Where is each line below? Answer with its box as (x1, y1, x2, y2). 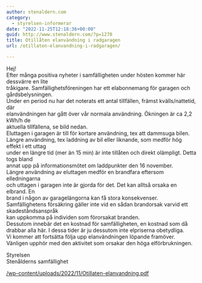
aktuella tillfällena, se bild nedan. (6, 123, 88, 130)
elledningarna (6, 175, 41, 182)
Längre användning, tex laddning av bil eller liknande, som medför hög (6, 136, 182, 143)
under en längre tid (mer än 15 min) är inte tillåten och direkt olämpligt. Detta (6, 148, 197, 156)
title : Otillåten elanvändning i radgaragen (6, 37, 121, 43)
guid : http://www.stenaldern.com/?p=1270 (6, 32, 113, 38)
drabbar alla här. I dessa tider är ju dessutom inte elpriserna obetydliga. (6, 226, 185, 234)
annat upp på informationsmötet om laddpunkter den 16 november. (6, 162, 173, 169)
